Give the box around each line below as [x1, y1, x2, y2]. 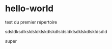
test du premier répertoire [5, 19, 57, 25]
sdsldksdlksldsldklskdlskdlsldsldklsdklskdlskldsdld [5, 28, 107, 34]
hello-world [5, 3, 54, 14]
